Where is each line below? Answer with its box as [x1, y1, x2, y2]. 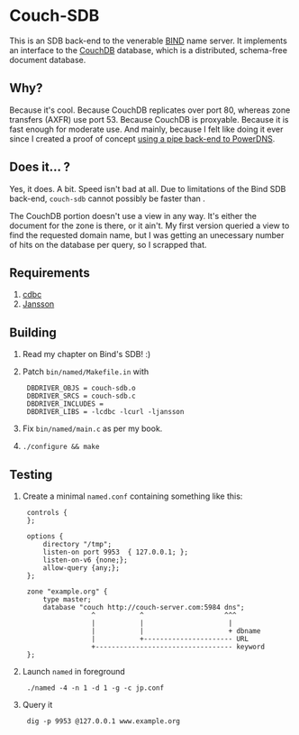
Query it [22, 700, 53, 710]
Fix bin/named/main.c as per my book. [22, 423, 163, 434]
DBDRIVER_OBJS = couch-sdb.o [26, 384, 137, 393]
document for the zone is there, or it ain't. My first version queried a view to [9, 220, 290, 231]
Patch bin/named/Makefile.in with [22, 366, 149, 377]
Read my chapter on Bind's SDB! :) [22, 349, 151, 360]
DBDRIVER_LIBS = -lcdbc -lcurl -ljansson [26, 408, 185, 417]
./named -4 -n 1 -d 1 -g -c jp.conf [26, 684, 165, 693]
